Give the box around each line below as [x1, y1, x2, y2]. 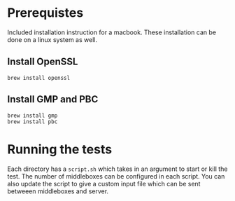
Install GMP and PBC [7, 93, 99, 106]
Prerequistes [7, 5, 84, 21]
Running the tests [7, 141, 113, 157]
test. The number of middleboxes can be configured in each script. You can [7, 172, 225, 180]
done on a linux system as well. [7, 35, 98, 43]
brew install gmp [7, 112, 58, 119]
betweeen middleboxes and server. [7, 187, 109, 195]
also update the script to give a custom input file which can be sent [7, 179, 201, 188]
